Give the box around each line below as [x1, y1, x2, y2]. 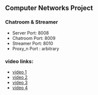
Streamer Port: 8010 [12, 40, 53, 46]
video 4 [12, 85, 28, 91]
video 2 [12, 74, 28, 80]
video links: [5, 58, 33, 64]
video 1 [12, 69, 27, 75]
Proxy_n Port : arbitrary [12, 45, 59, 51]
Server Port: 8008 [12, 30, 49, 36]
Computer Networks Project [5, 4, 94, 12]
